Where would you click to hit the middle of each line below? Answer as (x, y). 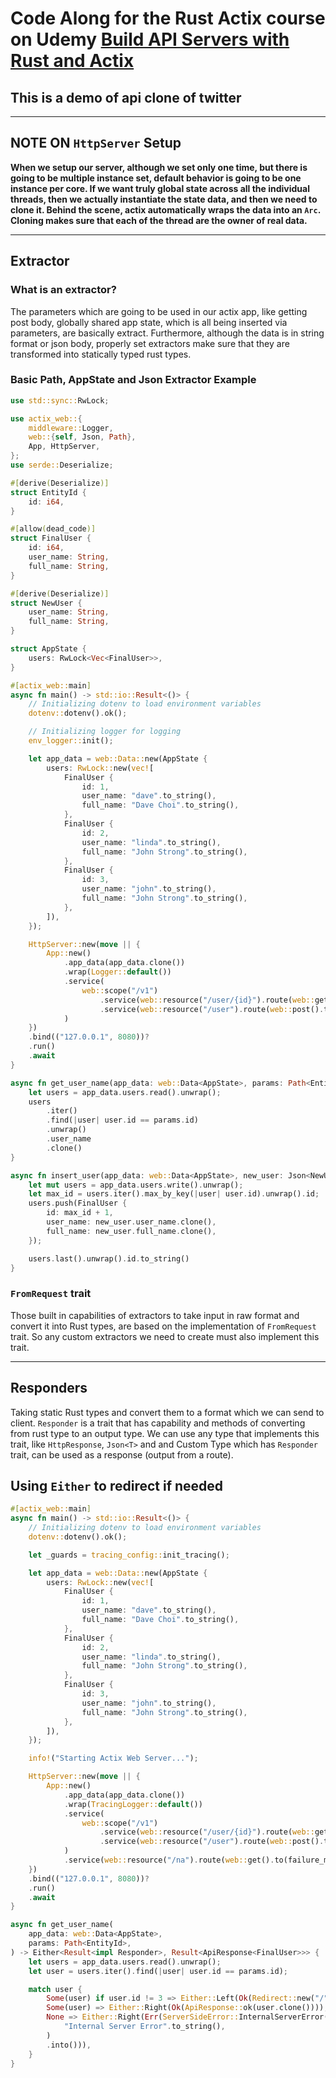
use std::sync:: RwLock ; (60, 400)
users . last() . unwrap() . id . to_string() (109, 1258)
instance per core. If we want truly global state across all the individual (160, 188)
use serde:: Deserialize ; (62, 465)
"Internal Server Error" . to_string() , (144, 2027)
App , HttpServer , (64, 447)
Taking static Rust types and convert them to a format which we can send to (167, 1412)
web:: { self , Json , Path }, (82, 437)
